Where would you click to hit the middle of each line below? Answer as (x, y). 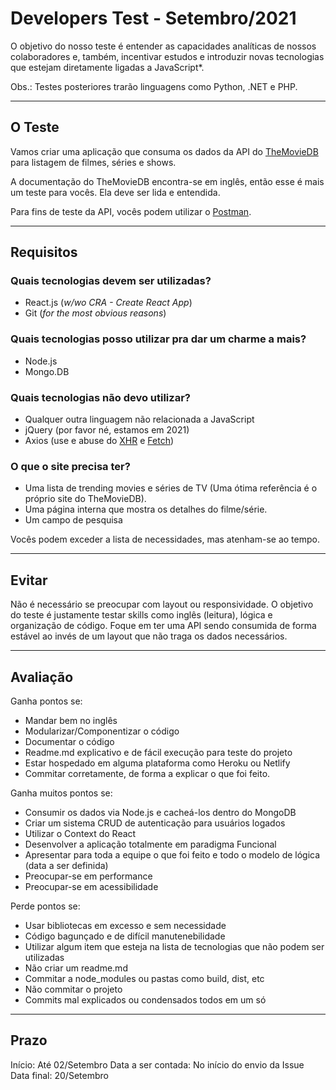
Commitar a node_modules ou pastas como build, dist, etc (144, 978)
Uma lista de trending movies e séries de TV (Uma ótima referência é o (171, 488)
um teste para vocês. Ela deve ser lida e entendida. (115, 192)
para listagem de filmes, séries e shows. (93, 162)
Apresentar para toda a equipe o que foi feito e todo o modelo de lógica (172, 854)
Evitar (29, 580)
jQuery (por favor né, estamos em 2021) (107, 430)
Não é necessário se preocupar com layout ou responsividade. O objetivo (162, 604)
